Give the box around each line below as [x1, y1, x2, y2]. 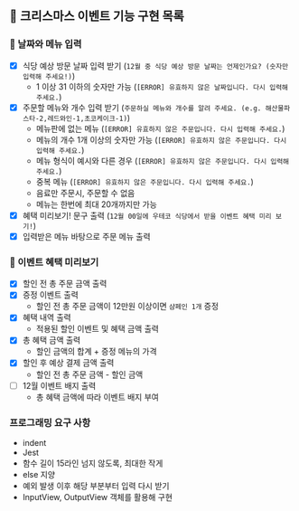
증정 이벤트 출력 [22, 289, 79, 300]
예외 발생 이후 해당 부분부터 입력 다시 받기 [22, 480, 170, 491]
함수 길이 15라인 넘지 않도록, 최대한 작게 [22, 458, 164, 468]
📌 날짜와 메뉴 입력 [9, 38, 82, 51]
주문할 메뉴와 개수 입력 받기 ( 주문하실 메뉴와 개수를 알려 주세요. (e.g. [22, 102, 262, 113]
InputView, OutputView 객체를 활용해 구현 [22, 491, 173, 502]
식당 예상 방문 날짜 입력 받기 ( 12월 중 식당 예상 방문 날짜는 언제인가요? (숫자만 [22, 60, 289, 71]
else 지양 [22, 468, 56, 479]
